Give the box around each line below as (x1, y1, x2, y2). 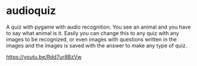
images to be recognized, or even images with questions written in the (6, 36, 177, 43)
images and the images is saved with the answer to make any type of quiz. (6, 42, 188, 49)
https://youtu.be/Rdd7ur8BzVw (6, 53, 82, 60)
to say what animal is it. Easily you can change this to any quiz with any (6, 29, 179, 36)
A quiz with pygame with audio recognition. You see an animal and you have (6, 23, 191, 30)
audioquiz (6, 4, 56, 18)
